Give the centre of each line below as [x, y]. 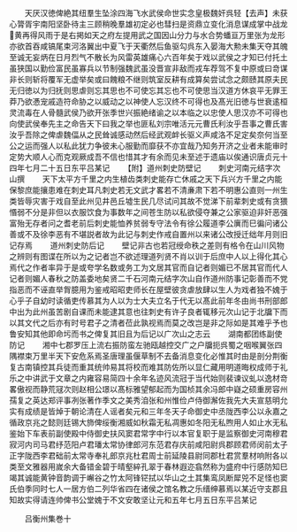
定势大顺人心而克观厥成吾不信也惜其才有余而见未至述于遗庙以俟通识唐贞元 [145, 157]
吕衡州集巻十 [48, 519]
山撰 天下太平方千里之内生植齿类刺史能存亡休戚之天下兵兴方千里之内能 [146, 179]
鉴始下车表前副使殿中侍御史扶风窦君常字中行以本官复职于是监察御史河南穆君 [148, 433]
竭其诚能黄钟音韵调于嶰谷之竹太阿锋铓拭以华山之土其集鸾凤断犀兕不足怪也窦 [148, 478]
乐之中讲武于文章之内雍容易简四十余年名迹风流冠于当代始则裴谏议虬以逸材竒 [148, 378]
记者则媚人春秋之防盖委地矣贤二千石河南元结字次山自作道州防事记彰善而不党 [148, 278]
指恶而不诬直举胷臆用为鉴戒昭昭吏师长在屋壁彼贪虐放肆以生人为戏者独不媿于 [148, 289]
